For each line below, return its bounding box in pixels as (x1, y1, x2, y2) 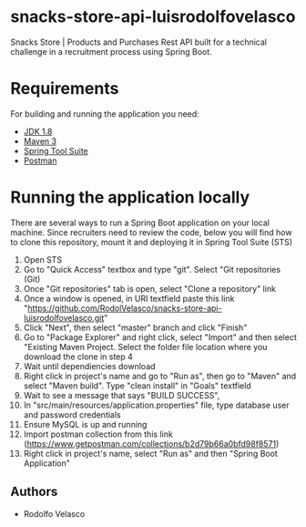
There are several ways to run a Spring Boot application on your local (10, 217, 270, 228)
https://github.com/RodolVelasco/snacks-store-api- (27, 303, 222, 314)
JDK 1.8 (23, 126, 53, 137)
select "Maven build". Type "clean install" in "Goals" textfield (23, 380, 251, 391)
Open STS (23, 253, 63, 265)
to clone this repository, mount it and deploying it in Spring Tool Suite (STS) (10, 236, 293, 247)
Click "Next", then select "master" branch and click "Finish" (23, 322, 248, 333)
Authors (10, 484, 58, 500)
